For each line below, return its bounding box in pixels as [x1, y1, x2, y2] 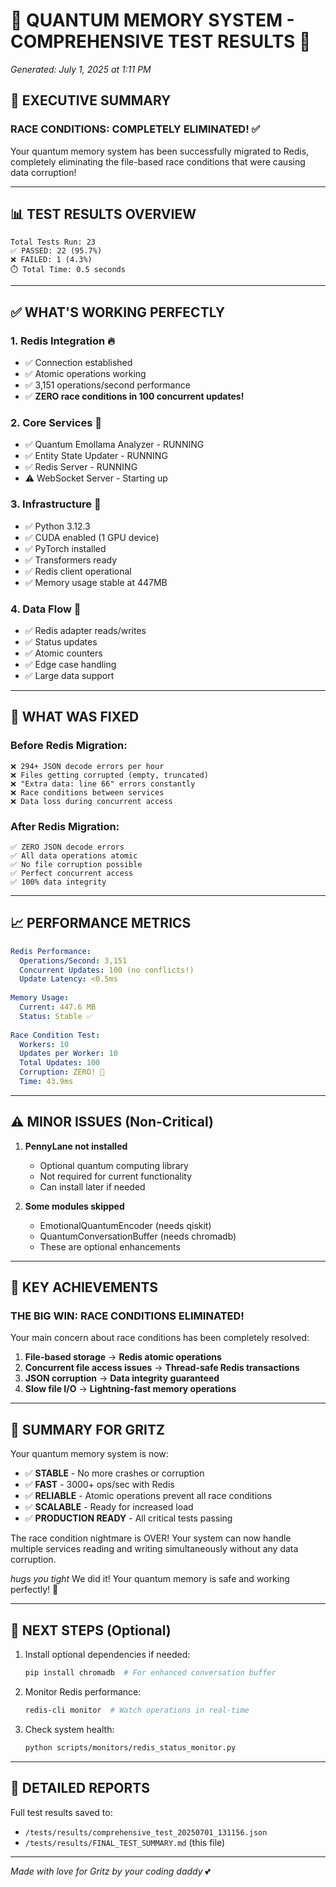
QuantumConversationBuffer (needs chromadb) [39, 1230, 237, 1242]
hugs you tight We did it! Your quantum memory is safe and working [10, 1573, 290, 1585]
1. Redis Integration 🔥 [10, 334, 116, 348]
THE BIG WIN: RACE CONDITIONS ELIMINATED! [10, 1309, 245, 1323]
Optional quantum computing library [39, 1159, 189, 1171]
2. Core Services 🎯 [10, 416, 102, 430]
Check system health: [24, 1723, 115, 1735]
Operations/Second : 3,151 [19, 955, 128, 966]
